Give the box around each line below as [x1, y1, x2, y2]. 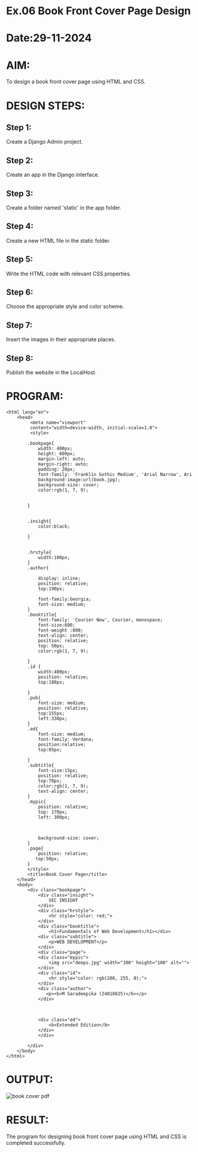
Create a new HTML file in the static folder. [6, 237, 111, 244]
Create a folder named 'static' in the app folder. [6, 204, 122, 211]
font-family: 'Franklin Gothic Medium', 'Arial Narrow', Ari [37, 471, 193, 477]
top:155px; [37, 710, 65, 716]
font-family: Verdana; [37, 736, 94, 742]
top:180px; [37, 679, 65, 685]
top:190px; [37, 586, 65, 592]
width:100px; [37, 554, 70, 560]
